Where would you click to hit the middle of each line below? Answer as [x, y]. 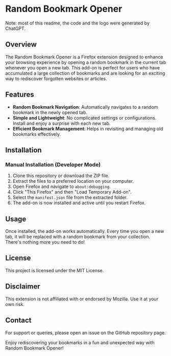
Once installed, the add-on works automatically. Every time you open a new [85, 231]
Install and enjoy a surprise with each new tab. [62, 123]
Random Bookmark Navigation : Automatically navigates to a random [85, 107]
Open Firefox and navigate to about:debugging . [62, 186]
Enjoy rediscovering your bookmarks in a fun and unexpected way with [80, 342]
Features [20, 95]
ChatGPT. [15, 28]
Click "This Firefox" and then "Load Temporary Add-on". [72, 192]
